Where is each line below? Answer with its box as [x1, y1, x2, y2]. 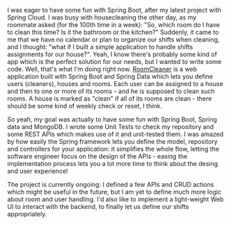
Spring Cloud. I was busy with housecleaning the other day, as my [7, 13, 197, 22]
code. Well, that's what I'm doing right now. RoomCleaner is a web [7, 65, 198, 73]
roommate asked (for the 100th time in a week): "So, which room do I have [7, 21, 221, 28]
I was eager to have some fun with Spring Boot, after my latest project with [7, 6, 221, 14]
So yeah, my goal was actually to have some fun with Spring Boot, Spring [7, 115, 218, 124]
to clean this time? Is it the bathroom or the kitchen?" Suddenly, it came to [7, 28, 219, 36]
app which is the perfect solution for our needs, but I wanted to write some [7, 58, 221, 65]
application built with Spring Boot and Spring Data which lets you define [7, 72, 214, 81]
